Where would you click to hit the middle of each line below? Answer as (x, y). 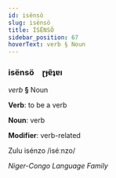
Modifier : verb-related (44, 136)
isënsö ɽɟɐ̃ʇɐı (35, 73)
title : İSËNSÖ (31, 30)
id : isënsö (26, 15)
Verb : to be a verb (38, 105)
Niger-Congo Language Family (58, 166)
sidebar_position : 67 (43, 37)
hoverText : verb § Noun (47, 45)
